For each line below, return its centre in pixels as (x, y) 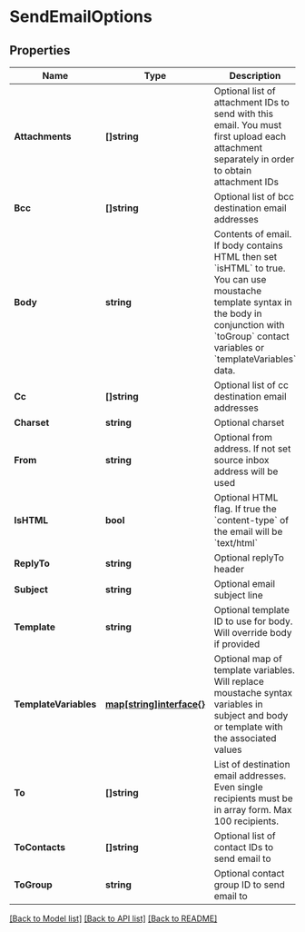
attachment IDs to (252, 102)
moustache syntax (253, 693)
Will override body (253, 633)
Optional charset (249, 422)
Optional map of (248, 659)
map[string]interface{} (155, 704)
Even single (238, 787)
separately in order (254, 159)
